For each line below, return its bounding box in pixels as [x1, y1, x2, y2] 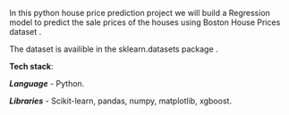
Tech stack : [9, 62, 54, 71]
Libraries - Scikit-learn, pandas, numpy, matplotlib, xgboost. [9, 95, 233, 106]
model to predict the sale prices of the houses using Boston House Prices [9, 17, 281, 28]
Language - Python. [9, 78, 85, 88]
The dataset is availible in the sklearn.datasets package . [9, 44, 218, 54]
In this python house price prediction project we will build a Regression [9, 8, 271, 18]
